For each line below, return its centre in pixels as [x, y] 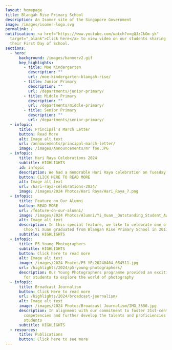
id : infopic [31, 167]
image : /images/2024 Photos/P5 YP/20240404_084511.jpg [79, 263]
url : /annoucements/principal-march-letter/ [67, 144]
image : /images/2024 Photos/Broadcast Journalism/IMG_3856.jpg [88, 306]
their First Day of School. [40, 44]
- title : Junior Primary [50, 82]
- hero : [18, 53]
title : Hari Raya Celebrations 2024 [58, 158]
